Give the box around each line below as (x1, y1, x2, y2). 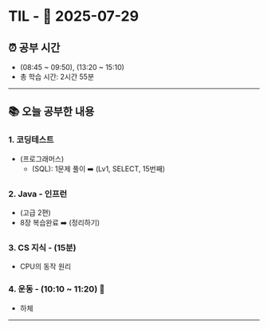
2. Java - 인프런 (8, 188, 68, 199)
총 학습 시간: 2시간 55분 (19, 72, 94, 81)
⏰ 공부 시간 (8, 41, 61, 54)
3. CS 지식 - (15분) (8, 242, 77, 253)
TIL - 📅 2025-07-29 (8, 7, 140, 25)
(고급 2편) (19, 207, 52, 217)
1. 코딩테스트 (8, 135, 54, 146)
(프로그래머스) (19, 154, 65, 163)
